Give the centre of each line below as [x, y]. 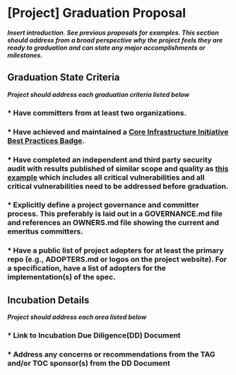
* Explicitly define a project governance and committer [103, 205]
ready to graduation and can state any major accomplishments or [107, 47]
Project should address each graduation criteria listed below [98, 94]
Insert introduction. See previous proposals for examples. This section [113, 33]
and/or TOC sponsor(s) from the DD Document [89, 364]
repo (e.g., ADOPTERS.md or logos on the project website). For [117, 260]
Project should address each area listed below [77, 317]
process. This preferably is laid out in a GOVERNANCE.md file [115, 214]
